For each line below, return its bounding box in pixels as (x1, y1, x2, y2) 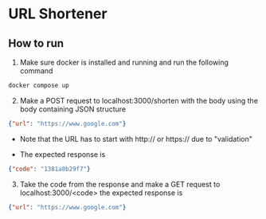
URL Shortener (8, 5, 108, 23)
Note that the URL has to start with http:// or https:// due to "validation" (19, 134, 252, 143)
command (19, 66, 53, 76)
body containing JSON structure (19, 104, 126, 114)
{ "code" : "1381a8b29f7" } (8, 165, 91, 173)
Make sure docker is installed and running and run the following (19, 57, 229, 67)
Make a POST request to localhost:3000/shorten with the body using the (19, 96, 259, 105)
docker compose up (8, 81, 69, 89)
